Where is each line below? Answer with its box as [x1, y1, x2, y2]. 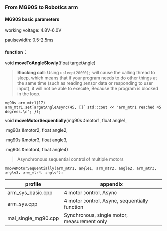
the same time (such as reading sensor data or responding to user [17, 80, 153, 86]
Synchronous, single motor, [64, 212, 128, 219]
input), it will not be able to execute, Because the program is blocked [17, 86, 158, 92]
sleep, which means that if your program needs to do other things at [17, 75, 157, 81]
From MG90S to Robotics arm [5, 4, 78, 11]
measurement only [64, 218, 108, 225]
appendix [100, 181, 123, 188]
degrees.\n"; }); [5, 109, 41, 114]
